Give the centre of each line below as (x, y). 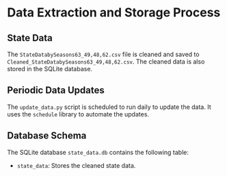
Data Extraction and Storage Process (114, 13)
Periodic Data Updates (56, 90)
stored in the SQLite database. (50, 69)
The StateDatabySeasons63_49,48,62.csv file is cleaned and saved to (103, 54)
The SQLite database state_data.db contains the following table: (98, 152)
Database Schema (47, 136)
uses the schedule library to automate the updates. (78, 114)
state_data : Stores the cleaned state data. (76, 165)
